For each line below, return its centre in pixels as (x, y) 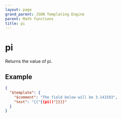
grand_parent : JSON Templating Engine (45, 14)
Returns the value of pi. (29, 61)
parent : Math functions (30, 19)
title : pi (15, 23)
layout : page (18, 10)
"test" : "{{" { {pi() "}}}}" (41, 102)
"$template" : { (25, 92)
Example (19, 77)
